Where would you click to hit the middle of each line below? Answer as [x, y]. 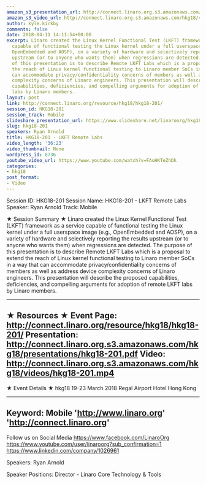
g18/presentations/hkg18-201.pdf [72, 354]
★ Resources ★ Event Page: [62, 316]
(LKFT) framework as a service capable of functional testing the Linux [95, 225]
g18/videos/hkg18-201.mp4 [60, 373]
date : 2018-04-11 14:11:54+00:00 [49, 35]
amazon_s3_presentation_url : [44, 12]
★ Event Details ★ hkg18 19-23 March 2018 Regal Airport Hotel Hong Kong [101, 388]
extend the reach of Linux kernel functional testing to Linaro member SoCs [101, 258]
